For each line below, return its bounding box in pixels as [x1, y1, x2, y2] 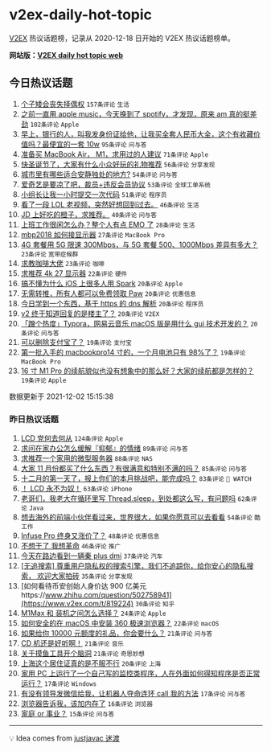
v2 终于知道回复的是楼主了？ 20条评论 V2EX [20, 308, 160, 318]
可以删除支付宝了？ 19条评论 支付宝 [20, 337, 132, 347]
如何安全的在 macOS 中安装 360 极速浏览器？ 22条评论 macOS [20, 618, 220, 628]
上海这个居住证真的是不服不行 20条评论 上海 [20, 659, 162, 668]
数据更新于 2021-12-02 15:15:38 [9, 392, 114, 401]
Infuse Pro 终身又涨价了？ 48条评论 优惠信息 [20, 531, 160, 540]
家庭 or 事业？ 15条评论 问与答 [20, 709, 115, 719]
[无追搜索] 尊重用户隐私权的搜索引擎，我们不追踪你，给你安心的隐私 [20, 561, 247, 571]
